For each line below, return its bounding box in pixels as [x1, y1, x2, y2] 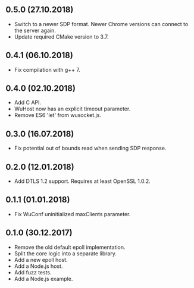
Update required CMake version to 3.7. [14, 33, 109, 40]
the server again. [14, 27, 56, 34]
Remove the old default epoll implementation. [14, 243, 126, 251]
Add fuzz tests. [14, 268, 52, 276]
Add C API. [14, 99, 42, 106]
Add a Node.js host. [14, 262, 63, 270]
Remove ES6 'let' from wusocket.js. [14, 112, 102, 119]
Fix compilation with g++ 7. [14, 66, 81, 73]
